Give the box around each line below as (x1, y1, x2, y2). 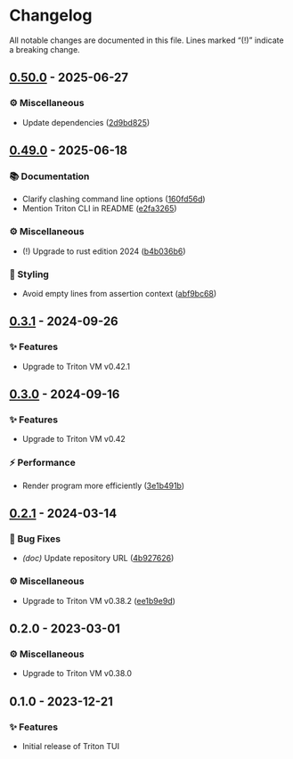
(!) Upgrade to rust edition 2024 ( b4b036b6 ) (21, 246, 186, 257)
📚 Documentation (9, 170, 90, 183)
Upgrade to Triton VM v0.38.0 (21, 668, 132, 679)
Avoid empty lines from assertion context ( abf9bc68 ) (21, 288, 217, 298)
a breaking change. (9, 44, 80, 54)
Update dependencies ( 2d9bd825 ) (21, 117, 151, 127)
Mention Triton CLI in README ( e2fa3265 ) (21, 203, 177, 214)
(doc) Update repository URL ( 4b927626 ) (21, 553, 175, 564)
